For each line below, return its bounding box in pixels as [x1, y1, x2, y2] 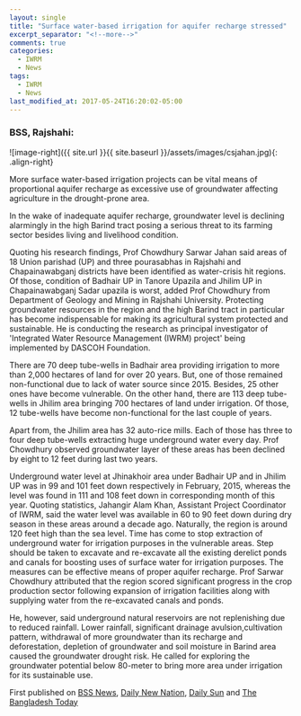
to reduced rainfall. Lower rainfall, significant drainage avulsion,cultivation [9, 622, 283, 632]
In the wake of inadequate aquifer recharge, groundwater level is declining [9, 210, 285, 221]
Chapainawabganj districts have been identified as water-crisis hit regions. [9, 266, 286, 277]
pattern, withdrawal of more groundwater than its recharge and [9, 631, 243, 642]
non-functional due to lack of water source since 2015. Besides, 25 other [9, 378, 279, 389]
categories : [9, 47, 54, 56]
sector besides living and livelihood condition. [9, 229, 179, 240]
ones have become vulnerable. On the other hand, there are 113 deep [9, 388, 265, 399]
